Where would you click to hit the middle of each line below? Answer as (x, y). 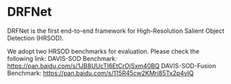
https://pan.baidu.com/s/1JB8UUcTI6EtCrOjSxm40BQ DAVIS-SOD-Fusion (112, 66)
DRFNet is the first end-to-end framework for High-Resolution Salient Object (116, 31)
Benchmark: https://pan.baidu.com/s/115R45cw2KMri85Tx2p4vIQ (101, 73)
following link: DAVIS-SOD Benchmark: (62, 58)
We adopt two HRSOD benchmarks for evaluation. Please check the (103, 51)
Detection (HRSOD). (36, 38)
